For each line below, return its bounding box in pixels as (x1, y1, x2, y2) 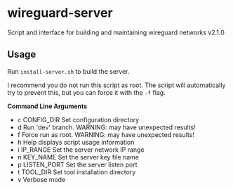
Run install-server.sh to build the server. (7, 67, 130, 75)
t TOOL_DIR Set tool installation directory (17, 167, 136, 176)
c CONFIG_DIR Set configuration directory (17, 115, 140, 124)
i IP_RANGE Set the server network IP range (17, 145, 145, 154)
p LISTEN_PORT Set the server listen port (17, 160, 138, 169)
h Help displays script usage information (17, 138, 135, 146)
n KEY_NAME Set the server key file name (17, 152, 139, 161)
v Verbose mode (17, 175, 66, 183)
